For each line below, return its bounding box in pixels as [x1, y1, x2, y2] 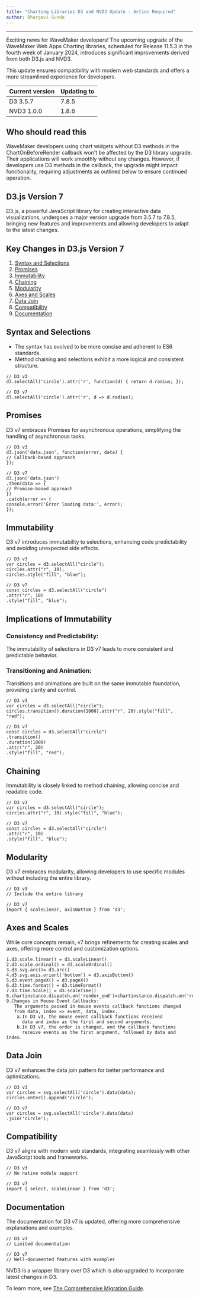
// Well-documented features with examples [6, 1256, 115, 1263]
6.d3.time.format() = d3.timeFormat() [6, 982, 102, 988]
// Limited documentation [6, 1241, 70, 1247]
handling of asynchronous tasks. [6, 432, 86, 440]
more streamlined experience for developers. [6, 73, 117, 80]
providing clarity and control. [6, 686, 77, 694]
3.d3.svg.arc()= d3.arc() [6, 967, 70, 973]
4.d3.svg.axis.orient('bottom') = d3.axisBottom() [6, 972, 134, 978]
